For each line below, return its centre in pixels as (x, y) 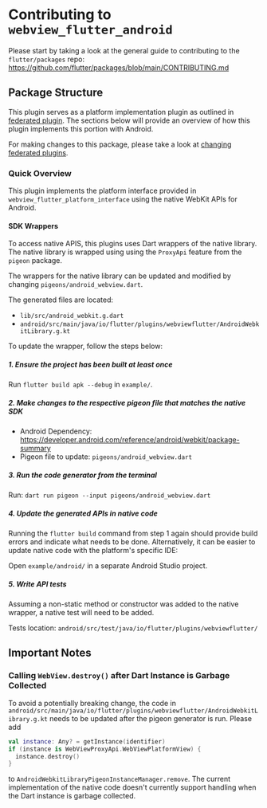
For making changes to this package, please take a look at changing (120, 144)
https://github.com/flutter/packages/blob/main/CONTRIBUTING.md (119, 67)
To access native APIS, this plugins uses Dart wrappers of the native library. (133, 244)
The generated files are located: (61, 300)
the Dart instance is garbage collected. (72, 796)
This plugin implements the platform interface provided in (102, 191)
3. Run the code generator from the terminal (83, 475)
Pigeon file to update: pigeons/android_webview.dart (106, 457)
